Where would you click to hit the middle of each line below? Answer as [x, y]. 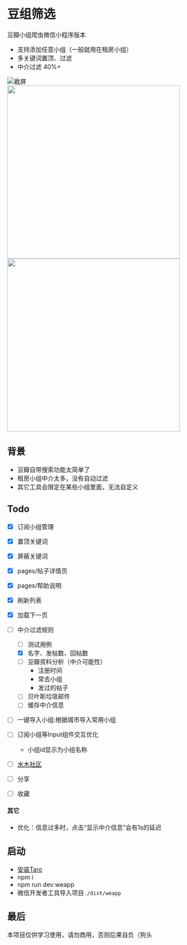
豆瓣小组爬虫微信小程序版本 [47, 35]
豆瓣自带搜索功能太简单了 [53, 469]
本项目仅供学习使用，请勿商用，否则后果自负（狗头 [80, 935]
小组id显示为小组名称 [57, 749]
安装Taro [30, 869]
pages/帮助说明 [39, 585]
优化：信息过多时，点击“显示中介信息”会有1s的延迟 [89, 827]
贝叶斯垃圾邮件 [49, 696]
